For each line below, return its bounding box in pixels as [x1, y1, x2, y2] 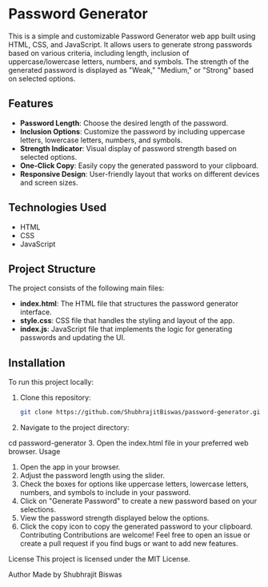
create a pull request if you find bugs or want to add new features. [19, 539, 238, 549]
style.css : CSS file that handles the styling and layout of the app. [19, 316, 235, 325]
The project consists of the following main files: [8, 283, 165, 293]
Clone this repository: [19, 393, 91, 402]
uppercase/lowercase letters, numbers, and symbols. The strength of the [8, 57, 250, 66]
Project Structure [8, 262, 96, 276]
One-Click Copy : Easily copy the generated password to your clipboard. [19, 161, 258, 170]
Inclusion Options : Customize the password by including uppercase [19, 126, 246, 136]
